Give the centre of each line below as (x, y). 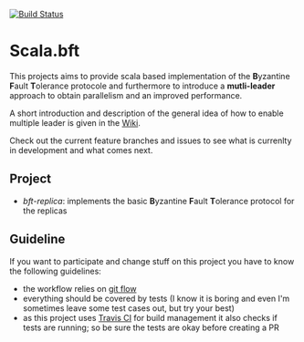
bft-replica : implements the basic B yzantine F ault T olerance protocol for (158, 201)
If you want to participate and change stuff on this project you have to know (152, 261)
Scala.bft (45, 51)
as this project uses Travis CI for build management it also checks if (150, 317)
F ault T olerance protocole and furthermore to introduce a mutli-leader (142, 86)
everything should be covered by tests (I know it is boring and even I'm (156, 298)
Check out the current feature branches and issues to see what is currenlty (151, 140)
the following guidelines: (56, 271)
